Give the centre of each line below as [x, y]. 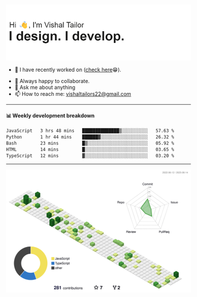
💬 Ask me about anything [45, 88]
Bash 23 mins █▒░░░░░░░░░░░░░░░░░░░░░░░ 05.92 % [90, 144]
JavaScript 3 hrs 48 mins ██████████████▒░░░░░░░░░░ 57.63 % [90, 131]
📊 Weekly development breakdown [50, 115]
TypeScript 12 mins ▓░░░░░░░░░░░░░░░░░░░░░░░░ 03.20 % [90, 156]
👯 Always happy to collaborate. [52, 81]
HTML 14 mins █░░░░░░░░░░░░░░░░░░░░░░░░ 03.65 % [90, 150]
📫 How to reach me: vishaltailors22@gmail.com [73, 94]
